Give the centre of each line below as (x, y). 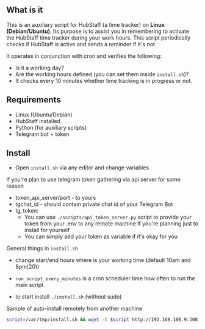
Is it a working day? (39, 68)
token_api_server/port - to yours (56, 198)
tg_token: (27, 211)
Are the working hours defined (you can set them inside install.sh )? (102, 74)
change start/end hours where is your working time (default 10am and (103, 260)
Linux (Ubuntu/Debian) (44, 115)
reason (15, 186)
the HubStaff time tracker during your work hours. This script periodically (99, 37)
